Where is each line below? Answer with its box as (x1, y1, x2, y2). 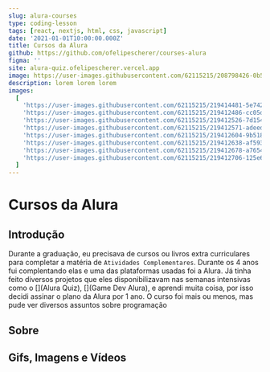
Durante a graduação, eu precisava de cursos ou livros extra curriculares (8, 249, 251, 259)
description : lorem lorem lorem (8, 79, 117, 87)
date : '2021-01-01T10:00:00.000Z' (8, 34, 125, 43)
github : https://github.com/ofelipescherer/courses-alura (8, 49, 207, 57)
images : (8, 86, 35, 95)
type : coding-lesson (8, 19, 78, 27)
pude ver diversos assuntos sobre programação (8, 300, 167, 310)
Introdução (8, 227, 65, 241)
